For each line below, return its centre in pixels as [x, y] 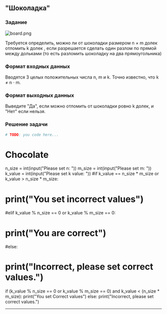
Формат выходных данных [40, 95]
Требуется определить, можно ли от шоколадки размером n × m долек [81, 43]
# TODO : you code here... [32, 135]
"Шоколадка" [28, 8]
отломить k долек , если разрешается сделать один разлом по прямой [81, 48]
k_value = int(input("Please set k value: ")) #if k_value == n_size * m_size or [82, 174]
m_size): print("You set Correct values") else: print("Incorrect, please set [80, 297]
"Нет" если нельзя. [25, 111]
